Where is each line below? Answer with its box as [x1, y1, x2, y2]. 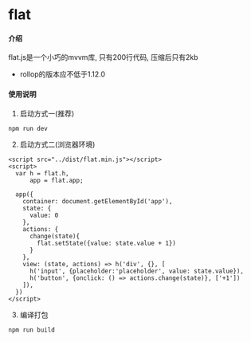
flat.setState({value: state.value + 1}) [37, 239, 177, 247]
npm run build [8, 325, 56, 334]
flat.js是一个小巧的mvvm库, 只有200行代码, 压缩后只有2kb [8, 53, 198, 62]
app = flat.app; [29, 176, 84, 184]
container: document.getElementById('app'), [22, 197, 173, 205]
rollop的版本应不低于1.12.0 [19, 69, 106, 79]
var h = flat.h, [15, 169, 69, 177]
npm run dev [8, 124, 48, 132]
